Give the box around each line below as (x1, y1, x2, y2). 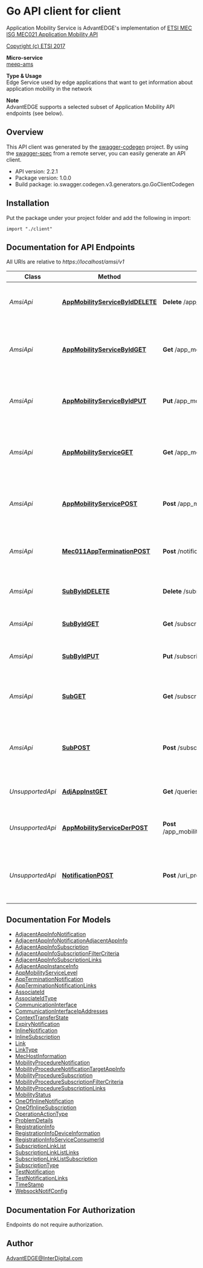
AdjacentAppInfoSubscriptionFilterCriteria (14, 950, 120, 957)
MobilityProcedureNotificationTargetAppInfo (14, 1066, 126, 1073)
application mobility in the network (6, 85, 92, 92)
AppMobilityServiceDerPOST (62, 824, 148, 832)
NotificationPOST (62, 872, 114, 880)
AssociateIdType (14, 995, 57, 1002)
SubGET (62, 692, 86, 700)
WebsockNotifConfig (14, 1188, 68, 1195)
